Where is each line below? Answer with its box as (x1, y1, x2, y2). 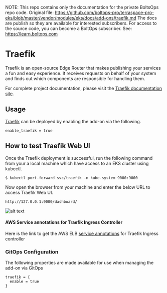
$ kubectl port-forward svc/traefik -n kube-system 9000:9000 (5, 175, 138, 180)
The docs (137, 15, 157, 21)
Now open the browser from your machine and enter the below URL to (5, 184, 150, 190)
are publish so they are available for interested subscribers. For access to (5, 20, 157, 26)
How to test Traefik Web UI (5, 142, 90, 150)
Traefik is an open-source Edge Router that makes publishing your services (5, 65, 161, 71)
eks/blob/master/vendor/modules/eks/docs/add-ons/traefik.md (5, 15, 136, 21)
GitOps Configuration (5, 248, 59, 255)
